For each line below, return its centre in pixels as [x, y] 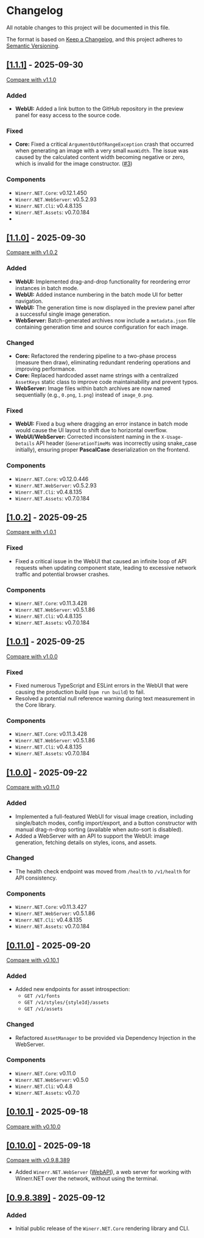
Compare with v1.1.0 [31, 79]
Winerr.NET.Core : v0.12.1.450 [51, 193]
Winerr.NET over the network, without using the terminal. [86, 1179]
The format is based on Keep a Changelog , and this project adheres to [94, 39]
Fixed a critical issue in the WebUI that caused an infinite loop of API [101, 561]
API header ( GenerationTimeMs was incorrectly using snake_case [116, 443]
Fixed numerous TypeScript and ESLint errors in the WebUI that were [102, 686]
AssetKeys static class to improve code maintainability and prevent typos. [107, 382]
